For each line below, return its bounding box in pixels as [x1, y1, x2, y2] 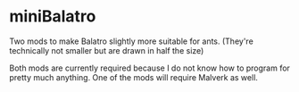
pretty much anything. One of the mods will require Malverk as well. [9, 71, 259, 82]
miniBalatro [9, 6, 96, 27]
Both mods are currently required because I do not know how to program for [9, 63, 290, 73]
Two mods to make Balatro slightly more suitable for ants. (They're [9, 36, 254, 46]
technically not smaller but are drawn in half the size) [9, 45, 204, 55]
